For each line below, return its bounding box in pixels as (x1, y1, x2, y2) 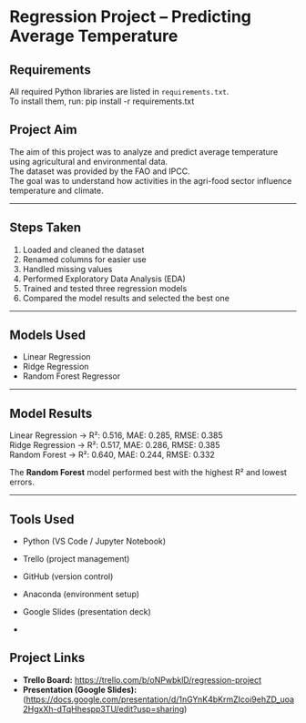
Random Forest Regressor (22, 371, 121, 382)
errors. (9, 476, 35, 488)
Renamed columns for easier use (22, 253, 148, 265)
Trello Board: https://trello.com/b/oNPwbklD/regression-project (22, 674, 262, 685)
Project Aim (9, 122, 77, 137)
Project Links (9, 650, 86, 666)
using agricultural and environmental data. (9, 156, 168, 167)
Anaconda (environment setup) (22, 589, 139, 600)
